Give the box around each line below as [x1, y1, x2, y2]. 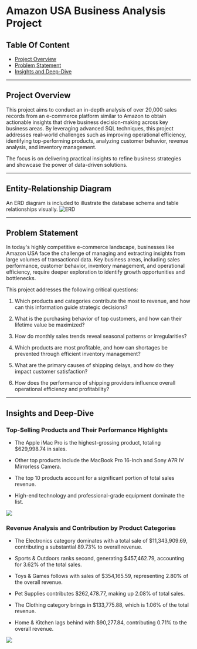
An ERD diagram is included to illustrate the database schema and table [6, 199, 179, 206]
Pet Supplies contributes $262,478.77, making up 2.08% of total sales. [14, 590, 185, 597]
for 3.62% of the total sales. [14, 561, 82, 568]
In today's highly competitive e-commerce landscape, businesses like [6, 244, 175, 251]
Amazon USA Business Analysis [6, 4, 166, 18]
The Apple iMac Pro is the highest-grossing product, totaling [14, 439, 161, 446]
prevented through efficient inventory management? [14, 351, 141, 358]
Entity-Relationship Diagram [6, 184, 111, 194]
